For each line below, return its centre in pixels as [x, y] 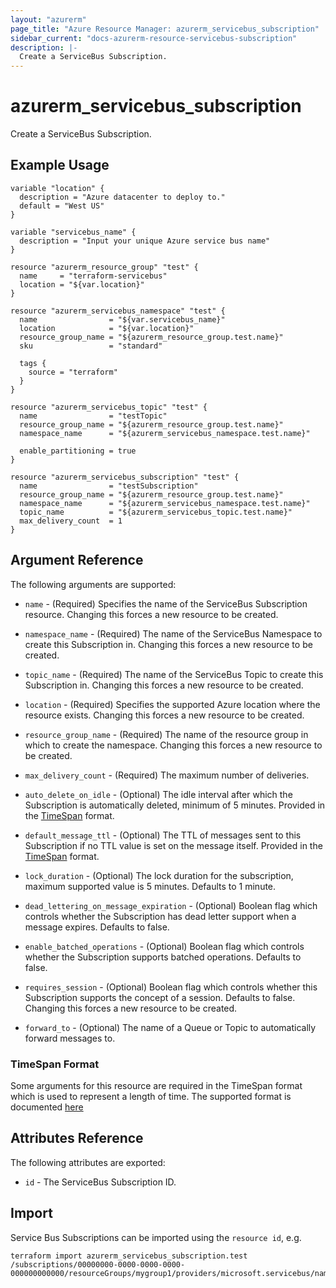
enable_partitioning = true [78, 451]
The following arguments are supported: [93, 584]
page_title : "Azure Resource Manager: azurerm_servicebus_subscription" [165, 29]
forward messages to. [70, 1038]
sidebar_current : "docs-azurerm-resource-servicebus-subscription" [154, 38]
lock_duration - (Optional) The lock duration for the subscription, [159, 875]
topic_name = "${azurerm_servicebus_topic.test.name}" [156, 512]
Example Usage [60, 165]
